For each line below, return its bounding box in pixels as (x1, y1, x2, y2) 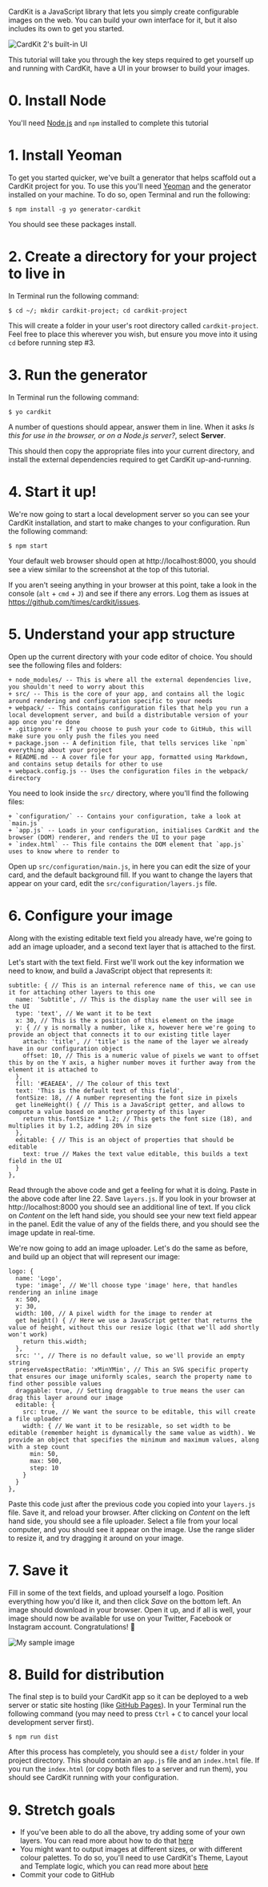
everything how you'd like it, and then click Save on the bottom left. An (8, 1596, 242, 1606)
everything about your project (8, 746, 113, 754)
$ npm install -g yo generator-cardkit (8, 205, 142, 214)
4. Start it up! (8, 482, 97, 501)
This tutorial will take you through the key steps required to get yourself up (8, 55, 254, 64)
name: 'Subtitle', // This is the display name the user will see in (15, 995, 252, 1003)
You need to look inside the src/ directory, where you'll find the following (8, 788, 250, 798)
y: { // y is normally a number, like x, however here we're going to (15, 1023, 256, 1031)
